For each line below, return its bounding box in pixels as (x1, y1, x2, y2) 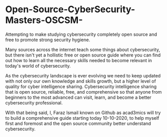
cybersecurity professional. (5, 99, 63, 105)
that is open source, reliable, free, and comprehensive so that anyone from (5, 89, 162, 95)
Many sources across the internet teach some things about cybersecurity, (5, 46, 160, 52)
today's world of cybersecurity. (5, 63, 71, 69)
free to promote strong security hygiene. (5, 37, 91, 43)
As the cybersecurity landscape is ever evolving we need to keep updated (5, 72, 161, 78)
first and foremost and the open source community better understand (5, 120, 151, 126)
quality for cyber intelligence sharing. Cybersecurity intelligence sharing (5, 83, 157, 90)
